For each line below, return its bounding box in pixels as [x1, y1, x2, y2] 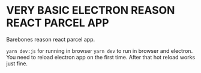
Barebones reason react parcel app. [6, 36, 95, 43]
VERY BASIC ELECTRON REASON [6, 4, 175, 17]
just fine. [6, 60, 28, 67]
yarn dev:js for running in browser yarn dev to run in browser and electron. [6, 47, 193, 54]
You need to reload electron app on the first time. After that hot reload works [6, 53, 196, 61]
